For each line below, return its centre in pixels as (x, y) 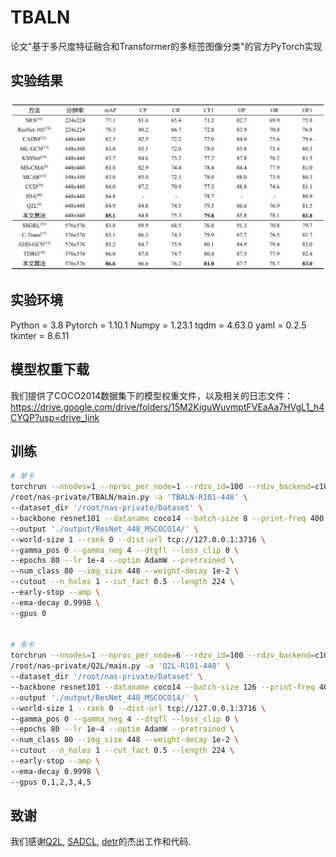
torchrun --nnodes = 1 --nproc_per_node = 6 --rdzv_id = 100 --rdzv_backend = (162, 656)
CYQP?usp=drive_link (55, 417)
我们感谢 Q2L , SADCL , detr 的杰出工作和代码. (101, 842)
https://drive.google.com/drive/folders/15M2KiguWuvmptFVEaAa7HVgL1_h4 (167, 407)
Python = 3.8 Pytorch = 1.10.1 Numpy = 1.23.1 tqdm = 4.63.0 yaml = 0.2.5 (158, 325)
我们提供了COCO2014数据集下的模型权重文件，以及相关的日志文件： (151, 395)
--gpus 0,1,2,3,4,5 (51, 782)
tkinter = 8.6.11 (40, 335)
